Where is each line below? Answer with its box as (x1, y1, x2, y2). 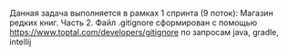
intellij (9, 36, 32, 47)
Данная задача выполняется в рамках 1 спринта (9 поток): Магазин (9, 8, 273, 18)
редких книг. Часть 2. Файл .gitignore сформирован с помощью (9, 17, 258, 28)
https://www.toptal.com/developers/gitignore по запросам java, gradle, (9, 27, 280, 37)
